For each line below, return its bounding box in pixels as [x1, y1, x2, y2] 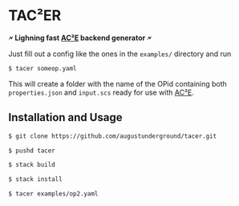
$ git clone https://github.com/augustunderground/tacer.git [8, 131, 217, 140]
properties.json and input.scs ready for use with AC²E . [8, 87, 194, 97]
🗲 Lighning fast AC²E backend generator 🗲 [8, 33, 152, 42]
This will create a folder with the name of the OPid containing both [8, 79, 227, 88]
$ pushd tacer [8, 147, 56, 155]
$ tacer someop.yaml [8, 64, 78, 72]
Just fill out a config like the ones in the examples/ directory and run [8, 49, 232, 59]
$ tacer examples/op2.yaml [8, 190, 99, 198]
